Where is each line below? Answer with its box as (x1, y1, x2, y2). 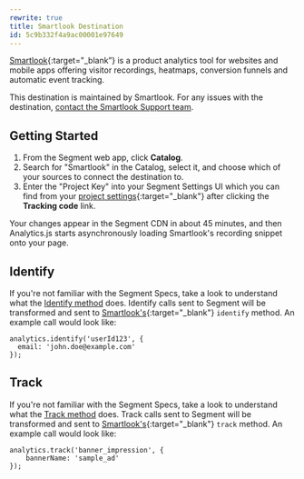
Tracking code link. (22, 201, 96, 212)
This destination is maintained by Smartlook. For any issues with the (9, 92, 263, 103)
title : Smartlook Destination (9, 22, 124, 31)
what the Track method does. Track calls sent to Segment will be (9, 408, 252, 419)
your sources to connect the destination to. (22, 172, 184, 183)
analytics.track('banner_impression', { (9, 445, 165, 454)
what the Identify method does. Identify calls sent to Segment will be (9, 297, 266, 308)
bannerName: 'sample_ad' (25, 454, 120, 463)
